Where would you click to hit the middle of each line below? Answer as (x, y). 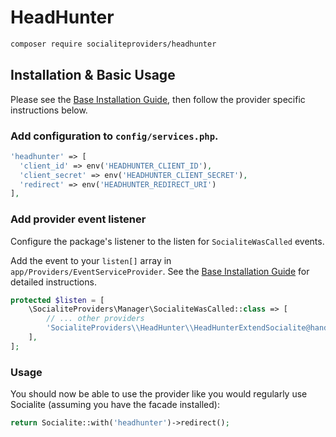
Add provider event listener (78, 219)
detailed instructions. (53, 282)
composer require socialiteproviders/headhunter (113, 44)
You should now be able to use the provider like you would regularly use (159, 394)
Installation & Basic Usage (93, 75)
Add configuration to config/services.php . (114, 136)
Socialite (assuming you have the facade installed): (115, 405)
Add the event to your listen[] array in (91, 260)
